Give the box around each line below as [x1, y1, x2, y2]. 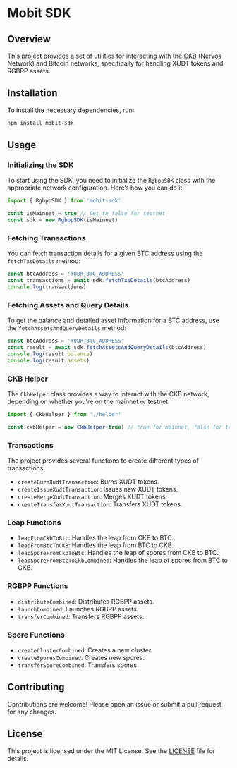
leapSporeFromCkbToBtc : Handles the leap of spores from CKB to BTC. [17, 549, 219, 557]
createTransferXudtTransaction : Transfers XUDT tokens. [17, 500, 183, 508]
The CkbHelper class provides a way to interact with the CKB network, [7, 390, 209, 398]
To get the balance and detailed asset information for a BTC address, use [7, 316, 220, 325]
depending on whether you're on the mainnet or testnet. [7, 397, 171, 406]
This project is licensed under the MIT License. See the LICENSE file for [7, 746, 216, 755]
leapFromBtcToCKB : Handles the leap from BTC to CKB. [17, 541, 174, 549]
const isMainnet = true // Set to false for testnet [7, 210, 166, 217]
